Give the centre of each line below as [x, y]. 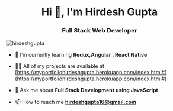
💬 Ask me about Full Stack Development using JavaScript [86, 90]
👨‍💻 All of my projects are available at [60, 66]
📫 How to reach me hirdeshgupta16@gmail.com [76, 102]
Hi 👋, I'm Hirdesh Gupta [100, 12]
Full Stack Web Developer [100, 31]
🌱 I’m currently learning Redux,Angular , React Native [81, 55]
